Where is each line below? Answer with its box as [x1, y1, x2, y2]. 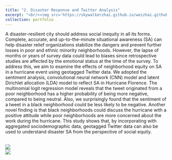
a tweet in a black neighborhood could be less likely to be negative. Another [5, 102, 165, 108]
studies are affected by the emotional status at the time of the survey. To [5, 58, 159, 64]
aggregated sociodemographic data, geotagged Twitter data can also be [5, 123, 159, 129]
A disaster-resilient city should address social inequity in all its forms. [5, 31, 152, 37]
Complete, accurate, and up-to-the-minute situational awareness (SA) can [5, 36, 162, 42]
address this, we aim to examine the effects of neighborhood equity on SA [5, 63, 162, 70]
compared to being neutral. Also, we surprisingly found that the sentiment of [5, 96, 166, 102]
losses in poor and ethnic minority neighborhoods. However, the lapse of [5, 47, 159, 54]
